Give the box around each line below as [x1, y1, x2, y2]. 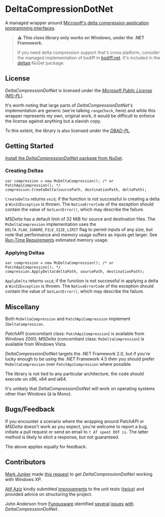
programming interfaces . [5, 25, 56, 31]
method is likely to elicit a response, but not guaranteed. [5, 434, 120, 440]
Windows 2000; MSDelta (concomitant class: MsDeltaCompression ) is [5, 336, 145, 342]
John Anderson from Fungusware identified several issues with [5, 501, 134, 507]
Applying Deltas [5, 249, 45, 256]
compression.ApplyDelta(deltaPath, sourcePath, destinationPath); [5, 269, 145, 274]
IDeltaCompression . [5, 321, 44, 327]
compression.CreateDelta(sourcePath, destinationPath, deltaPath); [5, 187, 147, 192]
